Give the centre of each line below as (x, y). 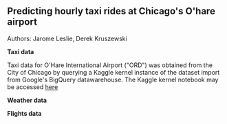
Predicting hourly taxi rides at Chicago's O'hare (111, 11)
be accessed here (33, 87)
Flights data (24, 113)
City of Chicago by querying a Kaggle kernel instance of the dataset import (113, 72)
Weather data (27, 100)
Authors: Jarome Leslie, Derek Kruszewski (67, 38)
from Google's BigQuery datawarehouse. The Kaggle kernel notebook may (113, 79)
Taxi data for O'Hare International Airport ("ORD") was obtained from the (110, 65)
